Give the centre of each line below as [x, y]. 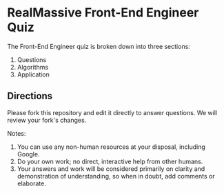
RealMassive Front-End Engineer [103, 13]
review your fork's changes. [47, 120]
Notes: [17, 133]
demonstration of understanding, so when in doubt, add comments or [116, 176]
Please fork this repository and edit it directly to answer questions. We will [112, 112]
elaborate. [31, 183]
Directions [30, 96]
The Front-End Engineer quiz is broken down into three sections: [99, 46]
